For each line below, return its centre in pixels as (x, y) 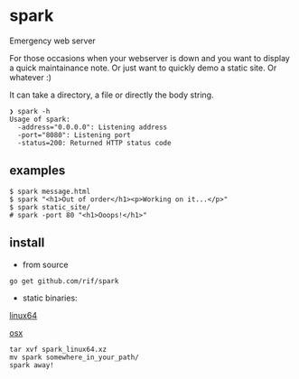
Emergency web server (53, 41)
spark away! (32, 365)
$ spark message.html (50, 191)
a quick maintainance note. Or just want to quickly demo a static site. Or (143, 68)
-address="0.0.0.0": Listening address (93, 127)
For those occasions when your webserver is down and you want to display (150, 58)
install (27, 243)
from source (45, 264)
